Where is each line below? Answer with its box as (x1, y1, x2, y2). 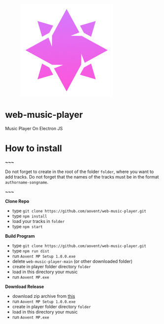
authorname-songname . (5, 179, 49, 185)
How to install (5, 143, 63, 154)
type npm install (12, 213, 47, 219)
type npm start (12, 223, 43, 229)
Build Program (5, 233, 35, 239)
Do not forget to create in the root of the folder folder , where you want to (5, 169, 154, 175)
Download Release (5, 284, 44, 289)
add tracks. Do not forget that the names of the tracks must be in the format (5, 174, 159, 180)
